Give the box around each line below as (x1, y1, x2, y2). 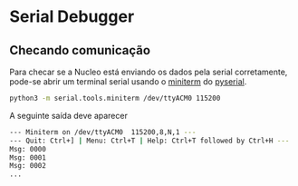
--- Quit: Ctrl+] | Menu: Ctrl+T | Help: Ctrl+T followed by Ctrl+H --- (9, 136, 290, 145)
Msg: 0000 (9, 144, 47, 153)
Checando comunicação (9, 43, 151, 58)
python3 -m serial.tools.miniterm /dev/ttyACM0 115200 (9, 93, 221, 103)
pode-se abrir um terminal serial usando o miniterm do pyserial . (9, 76, 247, 87)
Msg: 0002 (9, 162, 47, 171)
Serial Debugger (9, 6, 135, 27)
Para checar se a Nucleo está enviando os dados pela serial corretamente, (9, 66, 288, 77)
